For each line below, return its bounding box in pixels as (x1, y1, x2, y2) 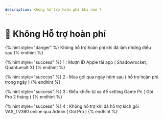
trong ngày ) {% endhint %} (5, 79, 61, 85)
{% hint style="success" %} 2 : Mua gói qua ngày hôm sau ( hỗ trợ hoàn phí (5, 74, 158, 80)
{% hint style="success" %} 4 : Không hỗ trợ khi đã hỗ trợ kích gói (5, 103, 139, 109)
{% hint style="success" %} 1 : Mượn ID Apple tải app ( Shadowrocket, (5, 59, 148, 65)
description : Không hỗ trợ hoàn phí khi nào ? (5, 7, 102, 12)
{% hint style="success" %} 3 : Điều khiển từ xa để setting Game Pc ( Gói (5, 89, 153, 95)
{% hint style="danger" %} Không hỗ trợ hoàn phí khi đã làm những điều (5, 45, 151, 50)
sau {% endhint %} (5, 49, 44, 55)
